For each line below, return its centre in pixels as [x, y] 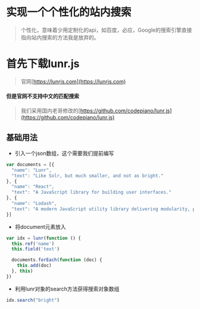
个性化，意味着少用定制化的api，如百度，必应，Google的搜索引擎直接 [106, 30]
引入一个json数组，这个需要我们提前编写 [64, 153]
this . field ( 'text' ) [36, 249]
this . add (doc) [34, 266]
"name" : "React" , [33, 187]
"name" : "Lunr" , [32, 170]
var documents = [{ [30, 164]
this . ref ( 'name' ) [33, 244]
